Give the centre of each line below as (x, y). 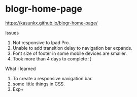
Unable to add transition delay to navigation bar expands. (73, 48)
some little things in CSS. (39, 84)
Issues (12, 33)
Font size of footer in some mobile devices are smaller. (70, 53)
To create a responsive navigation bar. (53, 78)
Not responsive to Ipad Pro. (41, 42)
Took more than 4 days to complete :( (52, 58)
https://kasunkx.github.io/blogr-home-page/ (52, 23)
